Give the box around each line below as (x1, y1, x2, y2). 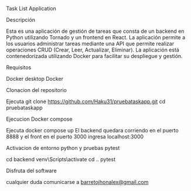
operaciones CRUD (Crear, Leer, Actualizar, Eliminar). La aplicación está (6, 46, 180, 53)
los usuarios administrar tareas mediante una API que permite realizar (6, 40, 175, 47)
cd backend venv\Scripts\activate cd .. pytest (6, 156, 116, 163)
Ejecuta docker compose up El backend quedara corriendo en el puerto (6, 127, 179, 134)
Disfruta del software (6, 167, 57, 174)
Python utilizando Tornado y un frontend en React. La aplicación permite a (6, 34, 186, 40)
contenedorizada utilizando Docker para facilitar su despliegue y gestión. (6, 53, 183, 59)
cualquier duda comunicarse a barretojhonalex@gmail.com (6, 179, 149, 185)
